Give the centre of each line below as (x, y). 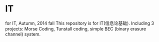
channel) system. (23, 34)
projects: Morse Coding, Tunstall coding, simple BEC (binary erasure (76, 28)
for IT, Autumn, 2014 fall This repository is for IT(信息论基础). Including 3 (79, 23)
